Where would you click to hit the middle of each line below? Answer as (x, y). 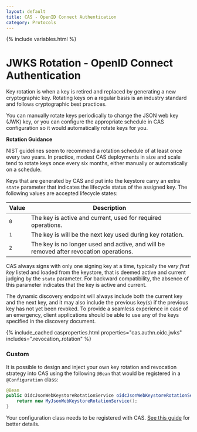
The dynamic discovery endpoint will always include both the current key (94, 296)
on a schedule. (24, 170)
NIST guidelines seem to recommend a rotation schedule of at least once (94, 151)
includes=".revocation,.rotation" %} (49, 339)
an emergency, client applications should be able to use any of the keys (93, 315)
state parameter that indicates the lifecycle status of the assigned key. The (97, 187)
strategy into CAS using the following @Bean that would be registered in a (93, 373)
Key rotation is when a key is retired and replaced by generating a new (91, 92)
